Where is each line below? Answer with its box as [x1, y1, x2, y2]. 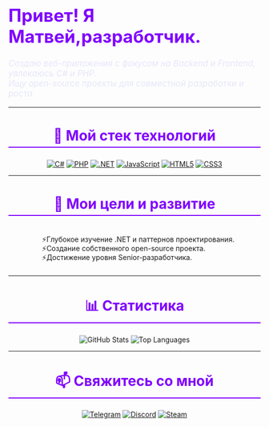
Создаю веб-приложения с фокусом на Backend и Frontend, [8, 58, 256, 69]
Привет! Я [8, 4, 94, 26]
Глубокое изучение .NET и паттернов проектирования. [46, 234, 235, 244]
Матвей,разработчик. [8, 26, 202, 47]
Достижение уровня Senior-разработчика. [46, 253, 192, 262]
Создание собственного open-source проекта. [46, 244, 206, 254]
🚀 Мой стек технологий [53, 127, 216, 145]
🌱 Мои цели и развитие [53, 194, 216, 213]
